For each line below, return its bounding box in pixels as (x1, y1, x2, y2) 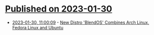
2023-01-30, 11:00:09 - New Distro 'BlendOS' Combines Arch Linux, (12, 19, 149, 25)
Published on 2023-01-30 (5, 3, 112, 15)
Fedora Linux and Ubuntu (12, 24, 64, 30)
